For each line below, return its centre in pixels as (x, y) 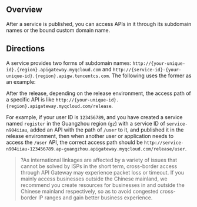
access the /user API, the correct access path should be (74, 142)
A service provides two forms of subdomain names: (69, 63)
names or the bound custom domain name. (58, 30)
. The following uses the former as (150, 75)
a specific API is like (30, 99)
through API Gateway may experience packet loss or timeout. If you (102, 172)
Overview (24, 10)
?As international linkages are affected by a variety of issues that (99, 160)
